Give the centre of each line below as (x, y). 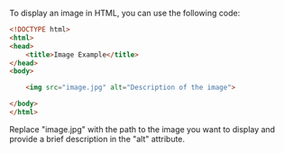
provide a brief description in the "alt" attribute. (97, 139)
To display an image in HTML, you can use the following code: (125, 13)
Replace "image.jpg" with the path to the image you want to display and (142, 129)
